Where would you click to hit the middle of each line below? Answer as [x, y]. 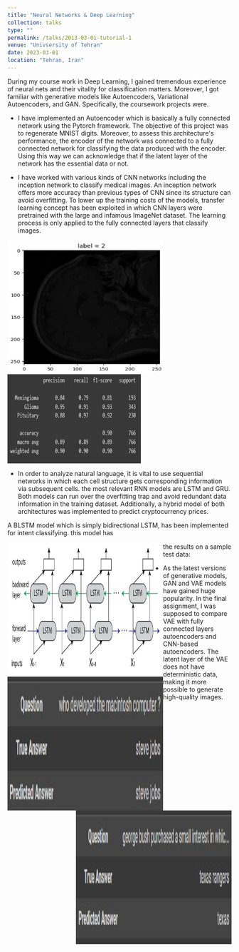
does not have [184, 667]
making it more [185, 682]
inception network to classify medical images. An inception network [117, 185]
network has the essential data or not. [73, 163]
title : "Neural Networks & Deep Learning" [71, 15]
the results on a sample [197, 547]
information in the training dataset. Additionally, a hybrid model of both [121, 504]
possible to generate [193, 689]
